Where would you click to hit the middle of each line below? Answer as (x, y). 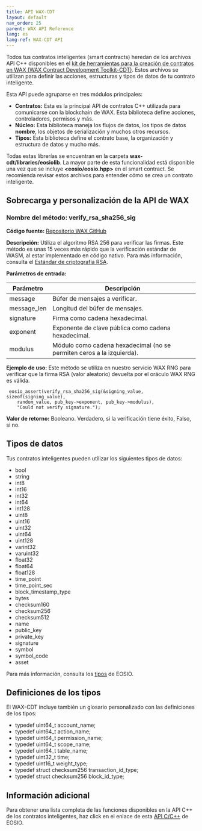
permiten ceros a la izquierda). (95, 353)
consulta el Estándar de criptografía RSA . (57, 262)
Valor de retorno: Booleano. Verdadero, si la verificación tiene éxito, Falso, (99, 418)
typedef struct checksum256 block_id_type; (69, 776)
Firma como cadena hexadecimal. (100, 318)
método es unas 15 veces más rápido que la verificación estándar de (91, 249)
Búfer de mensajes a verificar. (94, 298)
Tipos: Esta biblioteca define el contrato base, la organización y (94, 138)
